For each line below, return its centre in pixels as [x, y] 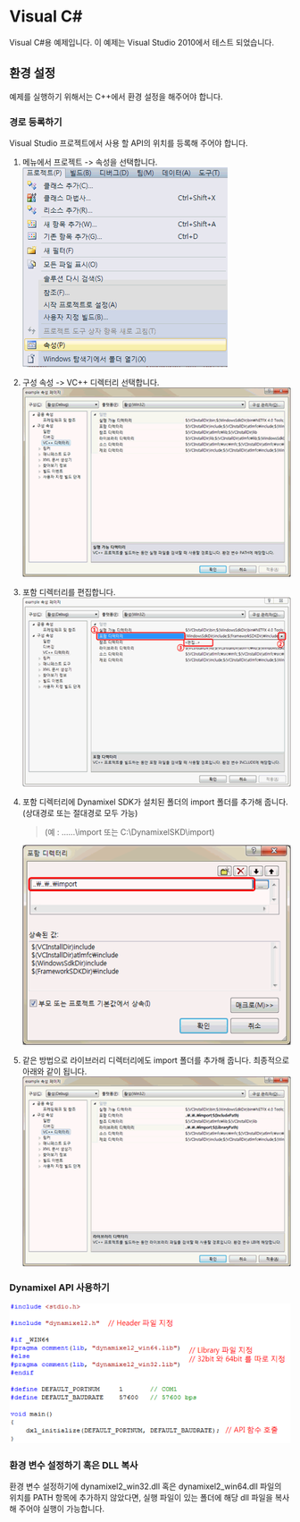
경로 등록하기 [36, 122]
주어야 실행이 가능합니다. [62, 1509]
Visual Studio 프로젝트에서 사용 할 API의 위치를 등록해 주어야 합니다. [129, 143]
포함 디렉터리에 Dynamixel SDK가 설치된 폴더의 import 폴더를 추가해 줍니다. [155, 802]
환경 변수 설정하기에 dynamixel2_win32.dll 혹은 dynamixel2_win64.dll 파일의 [146, 1486]
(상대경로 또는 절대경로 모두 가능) [80, 812]
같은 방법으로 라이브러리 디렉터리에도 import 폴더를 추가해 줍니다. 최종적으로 [156, 1060]
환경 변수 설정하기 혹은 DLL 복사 [74, 1465]
